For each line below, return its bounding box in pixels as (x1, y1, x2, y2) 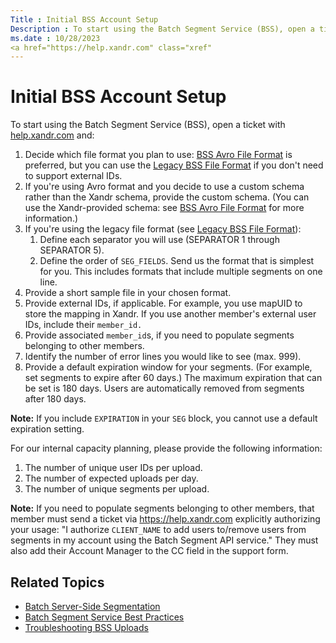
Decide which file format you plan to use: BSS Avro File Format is (24, 149, 293, 161)
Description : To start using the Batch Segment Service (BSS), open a (10, 24, 315, 34)
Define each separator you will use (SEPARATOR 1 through (39, 234, 280, 246)
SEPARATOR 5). (39, 244, 105, 256)
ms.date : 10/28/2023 (10, 33, 101, 43)
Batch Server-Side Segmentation (24, 601, 161, 612)
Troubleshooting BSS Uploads (24, 622, 149, 633)
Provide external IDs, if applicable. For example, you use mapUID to (24, 297, 303, 310)
